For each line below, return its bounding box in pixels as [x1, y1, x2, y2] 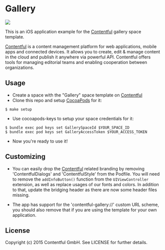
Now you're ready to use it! [12, 138, 68, 144]
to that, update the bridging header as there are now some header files [12, 187, 157, 193]
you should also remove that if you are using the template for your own [12, 206, 157, 213]
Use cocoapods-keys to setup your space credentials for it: [12, 115, 134, 121]
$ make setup [5, 107, 32, 112]
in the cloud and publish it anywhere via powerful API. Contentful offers [5, 54, 151, 60]
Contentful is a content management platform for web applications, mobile [5, 43, 157, 50]
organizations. [5, 64, 35, 70]
